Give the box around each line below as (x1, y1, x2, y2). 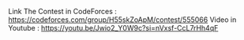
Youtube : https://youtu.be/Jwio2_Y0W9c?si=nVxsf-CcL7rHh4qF (8, 24, 219, 32)
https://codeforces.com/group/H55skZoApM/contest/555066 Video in (8, 15, 237, 24)
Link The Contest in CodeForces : (8, 7, 117, 16)
